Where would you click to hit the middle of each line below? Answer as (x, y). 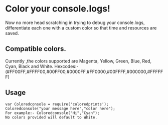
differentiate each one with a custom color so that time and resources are (81, 27)
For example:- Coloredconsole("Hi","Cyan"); (52, 113)
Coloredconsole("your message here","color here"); (60, 108)
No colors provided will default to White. (51, 117)
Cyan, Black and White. (29, 66)
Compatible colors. (36, 49)
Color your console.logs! (58, 9)
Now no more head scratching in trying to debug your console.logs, (75, 22)
